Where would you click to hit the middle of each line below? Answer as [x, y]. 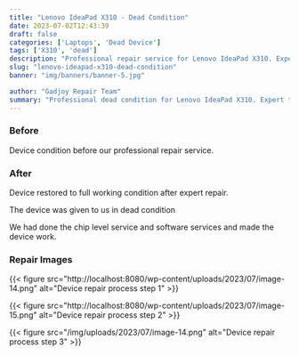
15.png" [23, 315]
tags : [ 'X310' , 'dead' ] [53, 51]
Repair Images [41, 260]
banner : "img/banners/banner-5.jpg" [77, 76]
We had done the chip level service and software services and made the [141, 227]
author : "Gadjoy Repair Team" [65, 91]
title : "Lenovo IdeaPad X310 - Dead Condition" [99, 17]
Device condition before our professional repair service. [112, 150]
